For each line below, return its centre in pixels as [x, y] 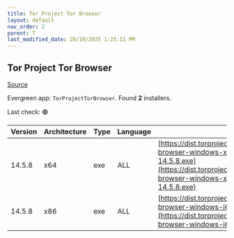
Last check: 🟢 [28, 111]
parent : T [22, 33]
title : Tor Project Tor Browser [54, 14]
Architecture [65, 132]
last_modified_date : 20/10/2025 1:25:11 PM [71, 40]
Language [134, 132]
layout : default [31, 20]
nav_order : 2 [26, 26]
